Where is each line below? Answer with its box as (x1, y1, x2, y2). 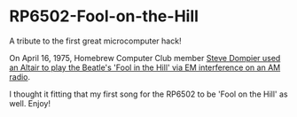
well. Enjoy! (9, 97, 51, 108)
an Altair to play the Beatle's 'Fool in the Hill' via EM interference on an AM (9, 62, 281, 73)
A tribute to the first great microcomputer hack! (9, 35, 182, 46)
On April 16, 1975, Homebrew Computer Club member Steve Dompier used (9, 52, 281, 63)
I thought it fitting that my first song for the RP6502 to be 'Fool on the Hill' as (9, 89, 288, 99)
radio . (9, 71, 31, 82)
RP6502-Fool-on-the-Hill (9, 6, 199, 27)
